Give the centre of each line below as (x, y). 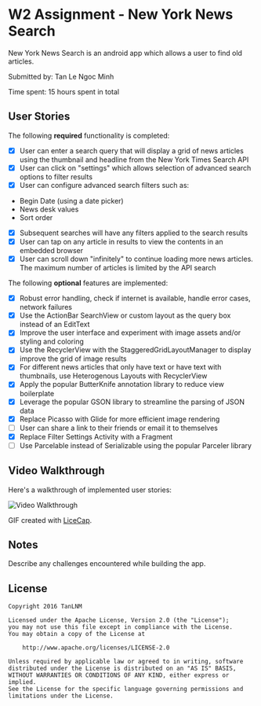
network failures (46, 307)
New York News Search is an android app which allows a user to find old (125, 53)
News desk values (49, 209)
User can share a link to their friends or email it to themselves (118, 428)
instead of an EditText (54, 325)
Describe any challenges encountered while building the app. (107, 564)
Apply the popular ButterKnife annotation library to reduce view (122, 384)
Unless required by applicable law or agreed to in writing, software (126, 662)
